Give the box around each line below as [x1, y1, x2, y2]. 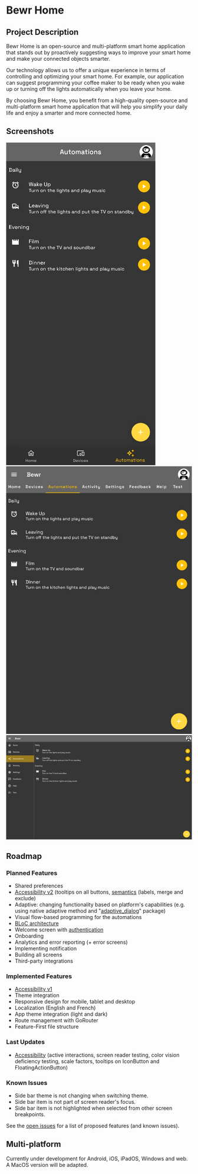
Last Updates [6, 1038, 45, 1046]
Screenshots [6, 126, 54, 136]
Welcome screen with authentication [14, 926, 104, 933]
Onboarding [14, 933, 44, 939]
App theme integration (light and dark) [14, 1011, 108, 1018]
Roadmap [6, 851, 42, 861]
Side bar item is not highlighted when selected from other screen [14, 1104, 173, 1111]
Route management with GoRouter [14, 1017, 98, 1024]
